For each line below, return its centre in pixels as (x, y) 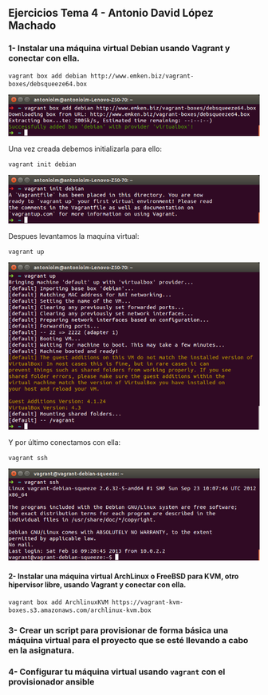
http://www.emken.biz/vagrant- (142, 76)
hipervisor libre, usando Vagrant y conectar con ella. (97, 584)
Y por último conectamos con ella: (65, 442)
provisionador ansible (51, 682)
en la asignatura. (41, 650)
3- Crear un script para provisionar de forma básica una (118, 630)
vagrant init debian (43, 165)
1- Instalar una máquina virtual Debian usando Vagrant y (119, 49)
